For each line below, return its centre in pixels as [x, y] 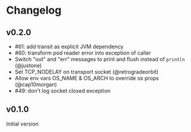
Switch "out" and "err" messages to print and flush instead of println [100, 59]
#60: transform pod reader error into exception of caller [83, 53]
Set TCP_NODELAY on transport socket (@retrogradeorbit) [87, 72]
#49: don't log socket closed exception [63, 91]
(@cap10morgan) [36, 84]
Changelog [34, 10]
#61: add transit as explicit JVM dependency [69, 46]
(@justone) [28, 65]
